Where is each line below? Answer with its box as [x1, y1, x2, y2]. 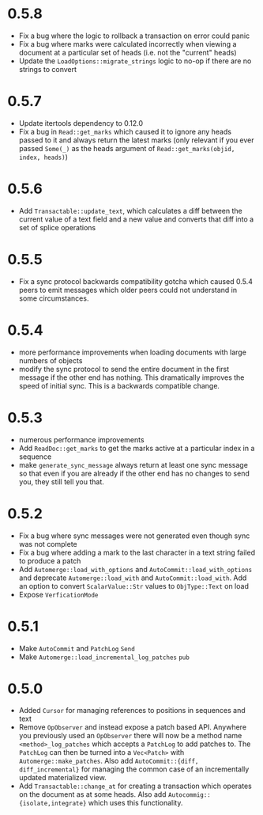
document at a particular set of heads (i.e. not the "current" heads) [18, 47, 238, 57]
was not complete [18, 539, 78, 548]
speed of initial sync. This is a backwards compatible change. [18, 381, 220, 390]
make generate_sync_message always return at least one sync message [18, 460, 248, 469]
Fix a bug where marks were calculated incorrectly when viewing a [18, 39, 237, 48]
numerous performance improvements [18, 434, 145, 444]
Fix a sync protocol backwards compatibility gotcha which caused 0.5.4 [18, 276, 254, 286]
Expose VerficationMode [18, 589, 99, 599]
